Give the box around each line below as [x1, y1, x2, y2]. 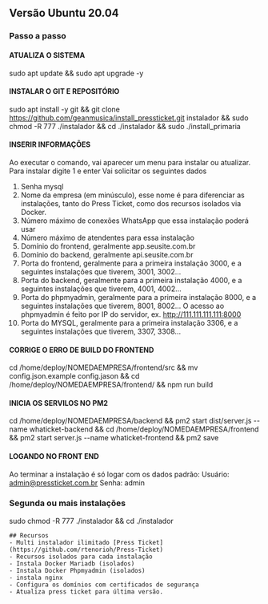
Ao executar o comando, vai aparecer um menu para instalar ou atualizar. [9, 157, 251, 167]
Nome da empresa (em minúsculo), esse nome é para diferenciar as [20, 190, 245, 200]
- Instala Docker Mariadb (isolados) [9, 559, 135, 568]
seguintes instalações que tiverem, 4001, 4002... [20, 284, 182, 294]
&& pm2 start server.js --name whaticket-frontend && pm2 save [9, 433, 219, 443]
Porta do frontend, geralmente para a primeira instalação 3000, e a [20, 258, 242, 268]
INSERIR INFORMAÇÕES [9, 140, 91, 149]
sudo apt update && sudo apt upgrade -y [9, 68, 144, 78]
